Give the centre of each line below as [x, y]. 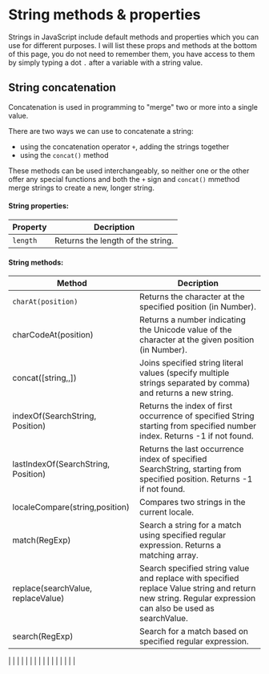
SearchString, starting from [191, 469]
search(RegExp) [43, 636]
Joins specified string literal [192, 363]
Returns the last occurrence [192, 449]
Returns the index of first [186, 406]
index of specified [173, 459]
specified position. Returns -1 [196, 479]
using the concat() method [64, 155]
